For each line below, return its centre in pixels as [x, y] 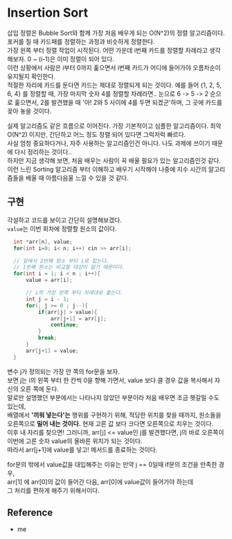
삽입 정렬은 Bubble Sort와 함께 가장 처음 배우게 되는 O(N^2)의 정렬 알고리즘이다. [116, 33]
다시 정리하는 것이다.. [43, 151]
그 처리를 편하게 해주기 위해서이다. [53, 490]
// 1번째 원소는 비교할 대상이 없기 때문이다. [69, 267]
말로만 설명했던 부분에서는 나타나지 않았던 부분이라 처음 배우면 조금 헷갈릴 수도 [114, 397]
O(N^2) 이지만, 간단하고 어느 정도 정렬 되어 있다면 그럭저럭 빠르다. [97, 134]
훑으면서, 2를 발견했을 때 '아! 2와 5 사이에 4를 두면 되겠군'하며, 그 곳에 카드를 [118, 102]
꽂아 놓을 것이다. [29, 111]
